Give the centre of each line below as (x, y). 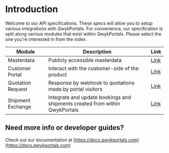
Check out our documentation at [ (40, 140)
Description (97, 51)
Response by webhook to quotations (91, 83)
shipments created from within (84, 103)
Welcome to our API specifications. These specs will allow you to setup (79, 23)
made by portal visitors (75, 89)
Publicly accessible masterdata (85, 60)
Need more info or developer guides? (65, 128)
